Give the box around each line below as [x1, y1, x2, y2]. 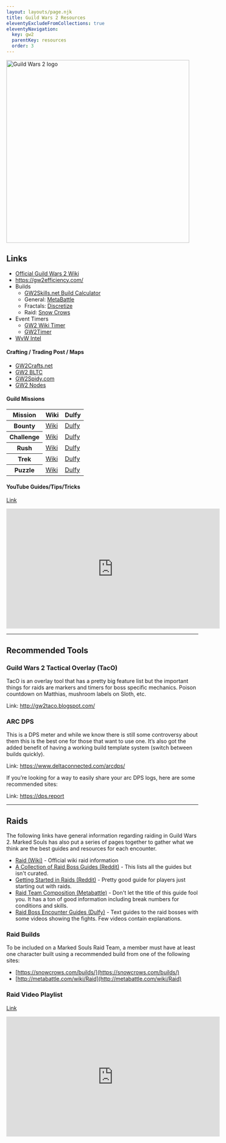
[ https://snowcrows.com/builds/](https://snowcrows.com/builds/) [15, 969, 180, 976]
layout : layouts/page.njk [6, 9, 72, 15]
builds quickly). [6, 751, 44, 758]
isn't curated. [15, 869, 49, 877]
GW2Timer [24, 328, 52, 335]
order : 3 [12, 43, 34, 49]
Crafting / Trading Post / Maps [6, 349, 84, 356]
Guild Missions [6, 395, 45, 403]
